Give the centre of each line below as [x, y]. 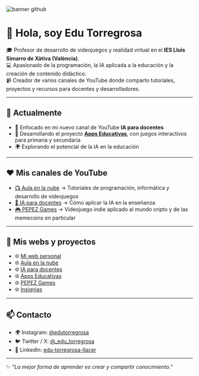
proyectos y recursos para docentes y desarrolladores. [73, 88]
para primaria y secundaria [48, 140]
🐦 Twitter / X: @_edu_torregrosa [54, 342]
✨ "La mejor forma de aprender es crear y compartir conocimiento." [89, 367]
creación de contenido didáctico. [46, 74]
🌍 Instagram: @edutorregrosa [52, 333]
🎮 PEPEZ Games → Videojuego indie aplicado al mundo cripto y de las [101, 209]
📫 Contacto [29, 315]
